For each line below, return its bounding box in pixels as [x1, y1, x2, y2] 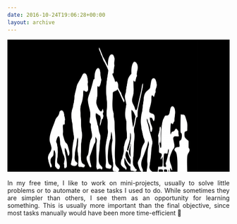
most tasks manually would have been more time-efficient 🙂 [7, 209, 182, 217]
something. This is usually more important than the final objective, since [7, 201, 230, 209]
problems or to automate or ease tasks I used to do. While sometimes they [7, 186, 230, 194]
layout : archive [7, 18, 55, 26]
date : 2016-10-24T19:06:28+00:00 [7, 11, 106, 18]
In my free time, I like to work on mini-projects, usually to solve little [7, 178, 230, 187]
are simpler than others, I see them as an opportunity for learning [7, 194, 230, 202]
